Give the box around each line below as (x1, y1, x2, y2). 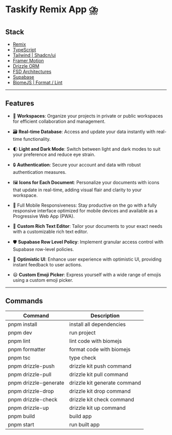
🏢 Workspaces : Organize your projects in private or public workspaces (12, 113, 163, 119)
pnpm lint (8, 337, 31, 345)
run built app (69, 421, 100, 428)
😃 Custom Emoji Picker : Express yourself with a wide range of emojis (12, 271, 161, 278)
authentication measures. (12, 169, 67, 175)
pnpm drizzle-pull (8, 371, 52, 378)
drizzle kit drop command (69, 387, 131, 394)
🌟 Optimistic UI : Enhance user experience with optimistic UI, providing (12, 256, 162, 262)
